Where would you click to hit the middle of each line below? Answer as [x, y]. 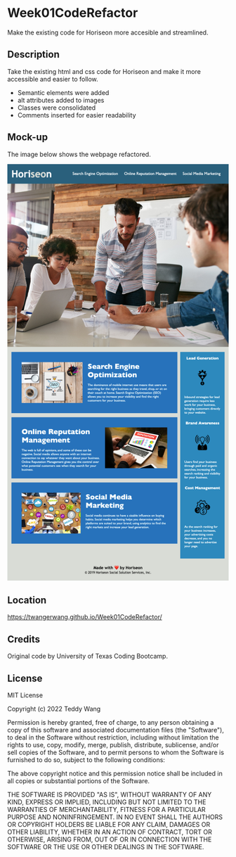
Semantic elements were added [63, 92]
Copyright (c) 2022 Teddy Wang [54, 709]
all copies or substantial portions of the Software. [78, 781]
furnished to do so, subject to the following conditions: [86, 760]
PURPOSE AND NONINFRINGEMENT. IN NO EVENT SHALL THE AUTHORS [115, 817]
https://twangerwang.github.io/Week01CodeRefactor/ [85, 617]
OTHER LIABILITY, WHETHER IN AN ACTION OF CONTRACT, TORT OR [110, 832]
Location [27, 600]
